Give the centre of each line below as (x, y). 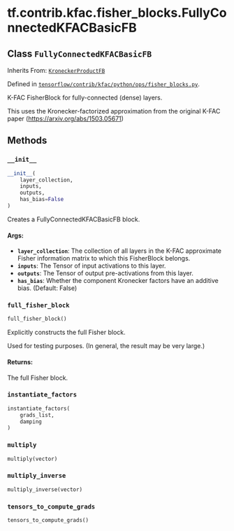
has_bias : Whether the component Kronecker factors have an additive (118, 281)
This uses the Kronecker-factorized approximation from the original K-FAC (114, 111)
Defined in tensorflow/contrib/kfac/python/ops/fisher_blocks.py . (104, 84)
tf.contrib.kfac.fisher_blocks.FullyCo (117, 13)
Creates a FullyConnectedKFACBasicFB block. (74, 219)
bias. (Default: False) (47, 288)
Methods (27, 140)
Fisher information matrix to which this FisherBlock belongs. (104, 258)
